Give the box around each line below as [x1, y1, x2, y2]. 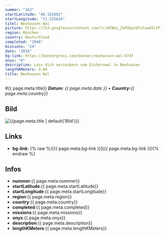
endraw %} [12, 150, 36, 156]
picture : [5, 26, 23, 31]
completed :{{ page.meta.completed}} [12, 204, 90, 210]
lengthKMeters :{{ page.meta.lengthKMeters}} [12, 226, 107, 232]
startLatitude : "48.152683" [5, 12, 63, 17]
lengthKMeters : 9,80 [5, 67, 48, 72]
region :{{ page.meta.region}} [12, 194, 72, 200]
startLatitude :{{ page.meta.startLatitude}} [12, 184, 99, 189]
